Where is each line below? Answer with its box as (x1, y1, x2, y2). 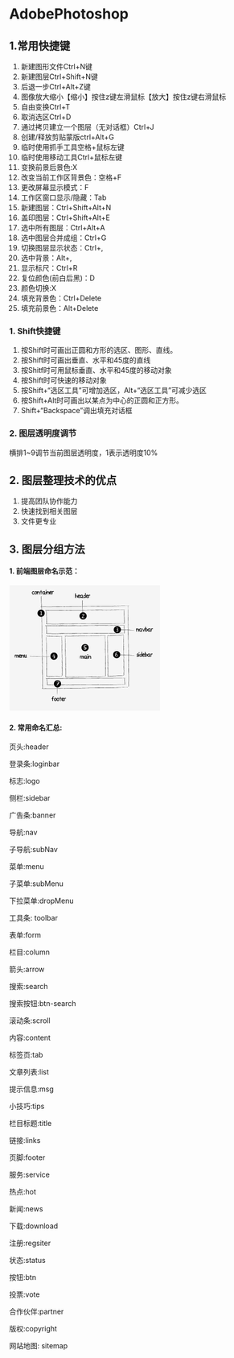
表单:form (9, 930, 41, 940)
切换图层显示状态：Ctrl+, (20, 243, 104, 252)
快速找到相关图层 (20, 507, 78, 516)
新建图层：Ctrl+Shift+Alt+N (20, 203, 112, 212)
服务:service (9, 1170, 51, 1180)
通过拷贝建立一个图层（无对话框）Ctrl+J (20, 122, 155, 131)
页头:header (9, 742, 49, 751)
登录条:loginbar (9, 759, 60, 769)
